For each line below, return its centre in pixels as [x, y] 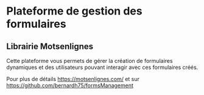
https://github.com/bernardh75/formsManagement [70, 85]
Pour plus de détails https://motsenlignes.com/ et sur [73, 79]
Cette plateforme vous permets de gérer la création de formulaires [90, 61]
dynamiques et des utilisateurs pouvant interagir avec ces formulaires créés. [102, 67]
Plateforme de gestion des [74, 11]
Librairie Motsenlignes [50, 46]
